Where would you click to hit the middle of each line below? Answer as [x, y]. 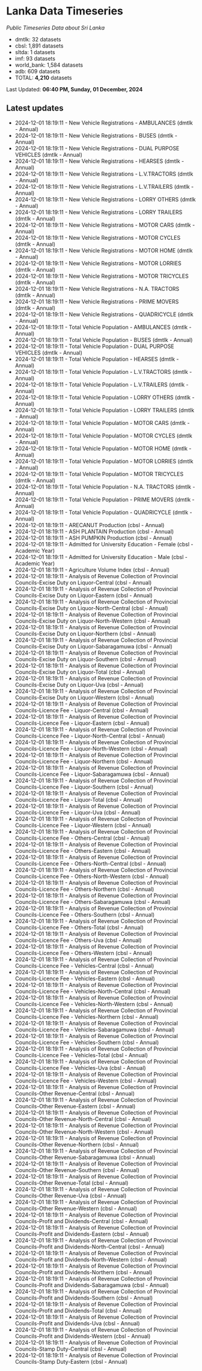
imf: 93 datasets [35, 58]
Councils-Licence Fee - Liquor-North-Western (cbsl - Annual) [91, 748]
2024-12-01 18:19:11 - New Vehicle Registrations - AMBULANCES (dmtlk [104, 123]
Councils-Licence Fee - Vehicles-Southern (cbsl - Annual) [87, 1042]
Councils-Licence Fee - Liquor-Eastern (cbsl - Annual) [82, 723]
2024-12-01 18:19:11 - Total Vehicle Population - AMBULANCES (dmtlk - [103, 327]
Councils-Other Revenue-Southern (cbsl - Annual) [77, 1170]
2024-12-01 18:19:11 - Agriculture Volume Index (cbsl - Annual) [92, 570]
